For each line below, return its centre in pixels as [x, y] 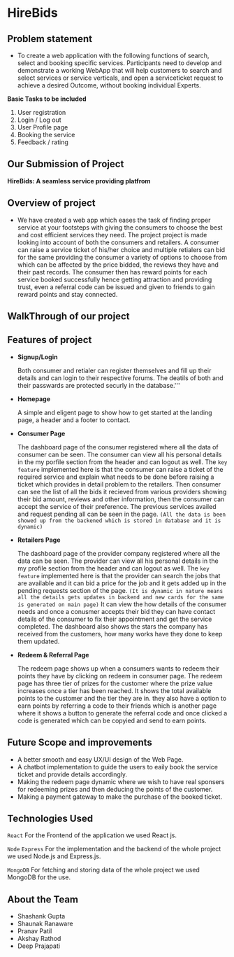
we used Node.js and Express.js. [54, 856]
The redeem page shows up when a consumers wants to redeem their [118, 668]
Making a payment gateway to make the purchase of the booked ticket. [119, 797]
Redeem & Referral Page [53, 655]
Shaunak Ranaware [45, 924]
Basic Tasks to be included [47, 99]
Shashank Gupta [41, 916]
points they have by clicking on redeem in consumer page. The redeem [120, 676]
